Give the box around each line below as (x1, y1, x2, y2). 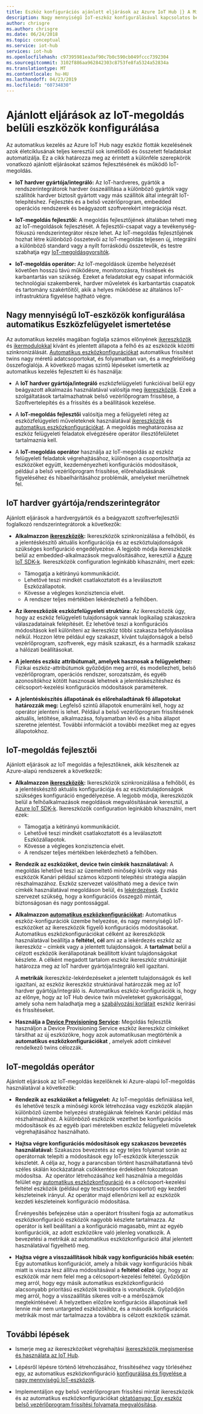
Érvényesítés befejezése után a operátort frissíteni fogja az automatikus (14, 1210, 194, 1217)
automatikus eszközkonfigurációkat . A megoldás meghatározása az (14, 423, 184, 431)
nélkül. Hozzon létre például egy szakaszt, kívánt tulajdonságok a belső (14, 633, 193, 640)
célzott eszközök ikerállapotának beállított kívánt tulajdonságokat (14, 950, 178, 957)
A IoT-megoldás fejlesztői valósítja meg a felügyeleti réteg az (14, 410, 169, 418)
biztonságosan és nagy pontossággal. (14, 899, 110, 906)
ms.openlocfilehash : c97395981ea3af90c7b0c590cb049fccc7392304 (6, 54, 169, 60)
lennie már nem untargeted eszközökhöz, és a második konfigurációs (14, 1305, 188, 1313)
